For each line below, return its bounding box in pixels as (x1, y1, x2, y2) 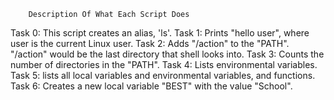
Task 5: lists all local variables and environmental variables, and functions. (10, 70, 316, 81)
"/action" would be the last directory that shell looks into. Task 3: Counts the (10, 48, 325, 60)
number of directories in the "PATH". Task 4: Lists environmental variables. (10, 59, 318, 70)
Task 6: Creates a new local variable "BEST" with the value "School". (10, 80, 293, 92)
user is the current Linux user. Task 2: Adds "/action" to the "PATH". (10, 38, 290, 49)
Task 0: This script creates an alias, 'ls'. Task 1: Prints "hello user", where (10, 27, 310, 39)
